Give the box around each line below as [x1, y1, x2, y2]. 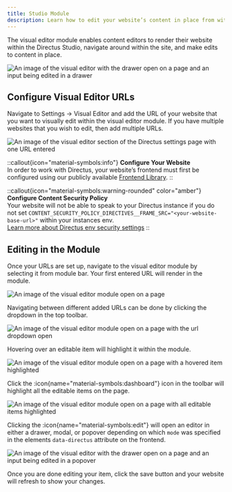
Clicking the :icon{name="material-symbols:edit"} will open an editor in [7, 421, 210, 430]
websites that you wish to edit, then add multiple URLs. [7, 124, 164, 132]
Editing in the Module [7, 243, 101, 255]
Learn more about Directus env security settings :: [7, 223, 150, 232]
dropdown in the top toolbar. [7, 311, 88, 319]
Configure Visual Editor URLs [7, 91, 135, 103]
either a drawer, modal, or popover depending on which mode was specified [7, 428, 221, 437]
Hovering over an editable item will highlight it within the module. [7, 345, 191, 353]
